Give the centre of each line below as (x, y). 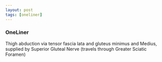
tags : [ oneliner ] (24, 15)
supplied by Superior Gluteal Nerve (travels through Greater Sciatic (76, 49)
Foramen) (16, 54)
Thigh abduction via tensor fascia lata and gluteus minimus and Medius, (81, 43)
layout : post (19, 10)
